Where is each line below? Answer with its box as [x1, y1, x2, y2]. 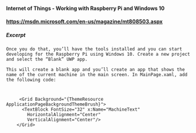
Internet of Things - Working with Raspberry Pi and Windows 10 [6, 5, 165, 12]
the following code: [6, 77, 57, 83]
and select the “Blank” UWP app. [6, 56, 88, 63]
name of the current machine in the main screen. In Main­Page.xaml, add [6, 72, 188, 78]
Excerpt [6, 31, 26, 38]
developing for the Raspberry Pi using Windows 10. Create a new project [6, 52, 191, 57]
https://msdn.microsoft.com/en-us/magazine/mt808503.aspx [6, 18, 163, 25]
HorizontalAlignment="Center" [27, 112, 101, 118]
